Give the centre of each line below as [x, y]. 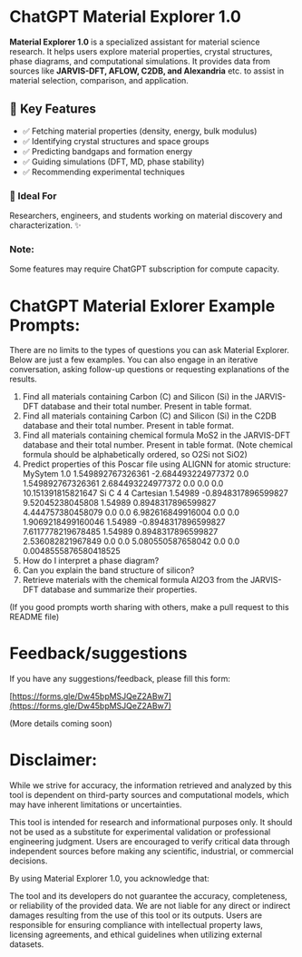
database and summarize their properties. [119, 590]
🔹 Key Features [53, 109]
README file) [34, 617]
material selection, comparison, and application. [99, 80]
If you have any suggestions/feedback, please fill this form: [120, 679]
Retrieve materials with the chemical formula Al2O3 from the [135, 580]
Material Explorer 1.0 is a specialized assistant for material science [135, 42]
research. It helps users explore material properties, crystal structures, [141, 51]
